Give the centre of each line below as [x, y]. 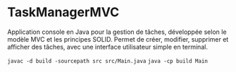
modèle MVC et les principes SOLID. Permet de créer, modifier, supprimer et [118, 39]
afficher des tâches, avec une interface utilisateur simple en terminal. [107, 47]
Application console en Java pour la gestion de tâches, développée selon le [117, 32]
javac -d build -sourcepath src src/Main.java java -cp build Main [107, 61]
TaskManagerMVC [63, 12]
